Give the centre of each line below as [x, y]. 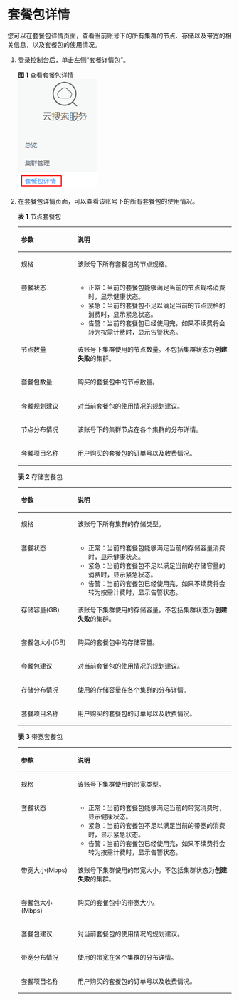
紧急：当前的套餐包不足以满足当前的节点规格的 [156, 305]
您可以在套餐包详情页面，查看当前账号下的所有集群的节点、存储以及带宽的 [116, 36]
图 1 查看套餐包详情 [46, 75]
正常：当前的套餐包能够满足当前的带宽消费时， [156, 808]
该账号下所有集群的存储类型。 [121, 524]
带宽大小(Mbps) [44, 870]
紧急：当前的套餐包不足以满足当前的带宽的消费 [156, 826]
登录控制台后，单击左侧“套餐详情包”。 [74, 59]
